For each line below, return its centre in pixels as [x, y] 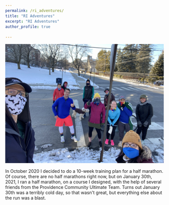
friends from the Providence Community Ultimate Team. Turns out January [82, 187]
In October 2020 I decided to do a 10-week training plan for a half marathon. [84, 171]
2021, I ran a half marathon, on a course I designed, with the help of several [83, 182]
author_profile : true [28, 27]
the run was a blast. [26, 198]
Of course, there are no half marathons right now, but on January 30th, [79, 177]
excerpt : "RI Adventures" [32, 21]
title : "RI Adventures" [30, 16]
